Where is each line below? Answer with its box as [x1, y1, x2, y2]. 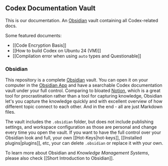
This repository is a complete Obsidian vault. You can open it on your [5, 77, 148, 83]
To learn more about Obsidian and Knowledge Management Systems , [5, 150, 149, 156]
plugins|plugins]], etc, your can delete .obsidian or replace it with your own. [5, 140, 163, 146]
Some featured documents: [5, 32, 62, 38]
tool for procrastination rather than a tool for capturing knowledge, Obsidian [5, 93, 162, 99]
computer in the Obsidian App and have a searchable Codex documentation [5, 82, 162, 89]
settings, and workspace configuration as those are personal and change [5, 124, 157, 130]
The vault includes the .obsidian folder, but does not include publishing [5, 119, 153, 125]
